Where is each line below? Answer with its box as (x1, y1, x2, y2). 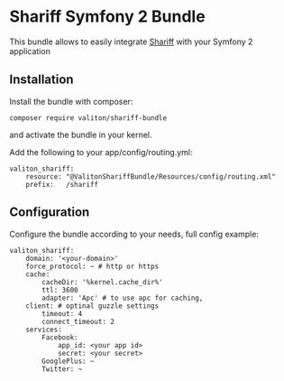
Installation (9, 72, 74, 88)
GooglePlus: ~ (41, 357, 95, 366)
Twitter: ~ (41, 364, 83, 374)
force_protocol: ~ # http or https (25, 262, 160, 271)
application (9, 45, 51, 56)
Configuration (9, 205, 90, 220)
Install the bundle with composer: (9, 96, 133, 107)
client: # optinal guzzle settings (25, 301, 160, 311)
